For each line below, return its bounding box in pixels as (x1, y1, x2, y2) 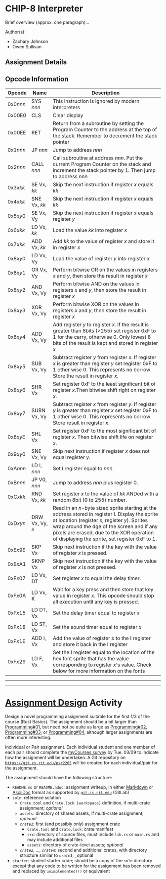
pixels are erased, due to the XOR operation (52, 529, 154, 536)
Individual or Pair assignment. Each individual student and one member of (5, 744, 156, 750)
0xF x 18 (7, 624, 26, 631)
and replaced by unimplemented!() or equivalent (12, 868, 110, 874)
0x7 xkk (7, 241, 25, 248)
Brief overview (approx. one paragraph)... (5, 19, 90, 25)
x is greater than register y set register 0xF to (52, 360, 158, 367)
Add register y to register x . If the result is (52, 321, 149, 328)
